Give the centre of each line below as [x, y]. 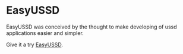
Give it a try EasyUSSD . [35, 45]
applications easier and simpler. [45, 33]
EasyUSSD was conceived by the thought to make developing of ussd [91, 27]
